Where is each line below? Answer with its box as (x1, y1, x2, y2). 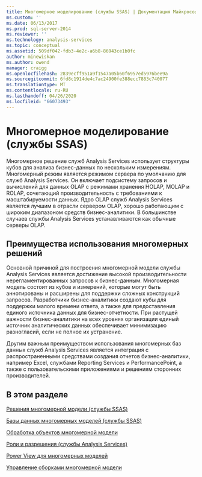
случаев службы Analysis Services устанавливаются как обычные (6, 215, 176, 222)
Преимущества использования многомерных (6, 239, 189, 249)
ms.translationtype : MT (6, 82, 66, 88)
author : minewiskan (6, 54, 55, 60)
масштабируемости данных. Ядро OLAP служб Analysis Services (6, 195, 173, 203)
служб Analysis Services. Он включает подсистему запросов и (6, 176, 167, 184)
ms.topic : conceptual (6, 43, 61, 49)
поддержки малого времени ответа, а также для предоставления (6, 303, 176, 310)
